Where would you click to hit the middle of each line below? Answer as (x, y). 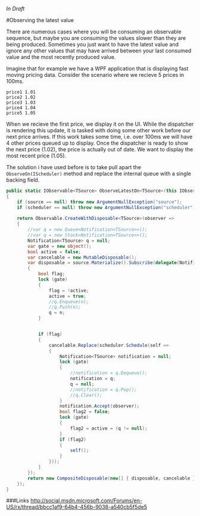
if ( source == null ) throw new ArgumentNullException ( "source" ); (100, 202)
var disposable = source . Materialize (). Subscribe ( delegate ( (104, 263)
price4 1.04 (21, 108)
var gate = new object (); (60, 246)
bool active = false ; (54, 252)
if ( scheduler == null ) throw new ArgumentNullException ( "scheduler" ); (107, 207)
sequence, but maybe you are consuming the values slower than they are (96, 38)
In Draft (15, 9)
